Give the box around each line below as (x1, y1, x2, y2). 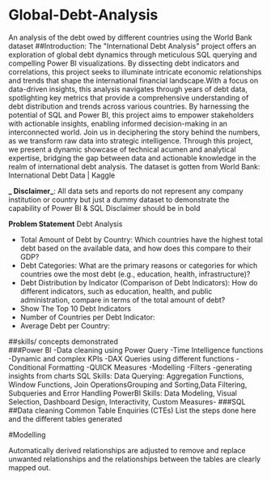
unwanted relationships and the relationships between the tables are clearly (8, 454, 261, 464)
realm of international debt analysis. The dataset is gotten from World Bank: (8, 161, 260, 171)
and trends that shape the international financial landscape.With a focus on (8, 75, 259, 85)
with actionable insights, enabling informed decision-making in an (8, 118, 228, 128)
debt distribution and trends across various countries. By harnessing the (8, 101, 249, 111)
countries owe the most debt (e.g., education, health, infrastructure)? (19, 269, 251, 279)
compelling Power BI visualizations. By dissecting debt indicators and (8, 58, 240, 68)
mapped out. (8, 462, 51, 472)
